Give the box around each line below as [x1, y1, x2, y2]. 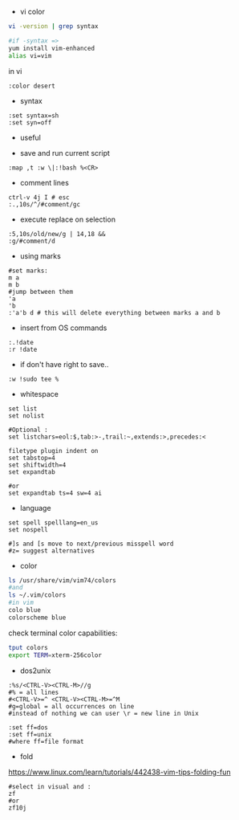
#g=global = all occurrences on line [8, 702, 135, 710]
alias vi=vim [8, 51, 52, 59]
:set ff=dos [8, 723, 48, 732]
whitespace [19, 389, 59, 398]
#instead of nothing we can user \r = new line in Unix [8, 709, 199, 717]
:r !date [8, 345, 38, 353]
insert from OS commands [19, 323, 107, 332]
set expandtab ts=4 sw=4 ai [8, 489, 103, 497]
